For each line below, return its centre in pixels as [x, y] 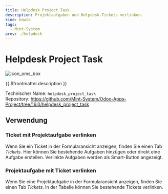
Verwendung [26, 120]
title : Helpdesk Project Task [38, 10]
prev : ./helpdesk [24, 34]
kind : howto [18, 20]
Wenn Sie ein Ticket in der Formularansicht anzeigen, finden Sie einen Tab [84, 146]
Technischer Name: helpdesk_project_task [51, 93]
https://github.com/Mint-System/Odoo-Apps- [78, 99]
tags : [11, 24]
